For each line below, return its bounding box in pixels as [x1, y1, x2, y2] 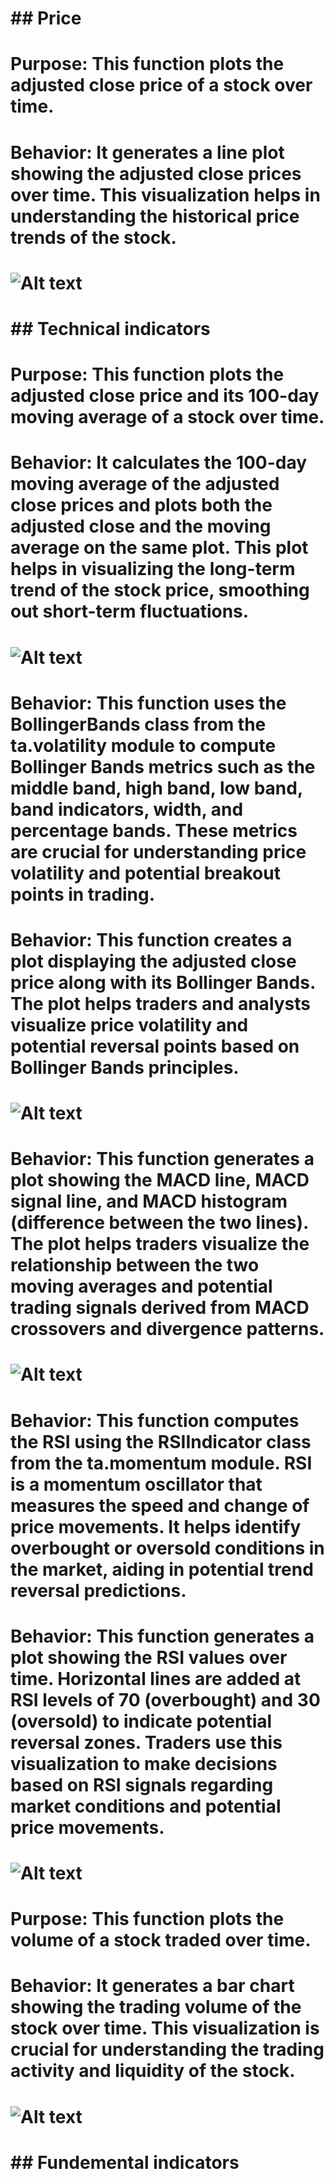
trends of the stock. [10, 226, 177, 249]
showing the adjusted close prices [10, 162, 302, 185]
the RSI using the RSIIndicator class [10, 1430, 312, 1453]
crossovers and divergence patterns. [10, 1318, 325, 1341]
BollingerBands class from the [10, 713, 267, 736]
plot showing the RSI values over [10, 1646, 288, 1669]
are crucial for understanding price [10, 840, 307, 863]
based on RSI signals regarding [10, 1773, 274, 1796]
